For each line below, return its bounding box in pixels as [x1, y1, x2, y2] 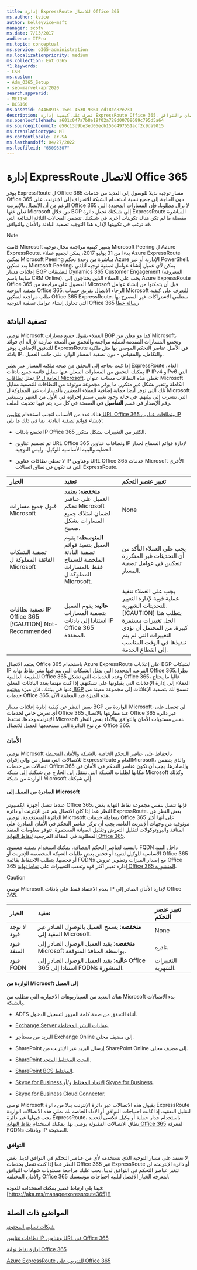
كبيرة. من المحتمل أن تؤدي [122, 624, 188, 632]
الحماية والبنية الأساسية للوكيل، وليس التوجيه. [15, 446, 113, 453]
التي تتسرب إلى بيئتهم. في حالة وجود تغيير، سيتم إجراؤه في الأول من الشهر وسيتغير [6, 393, 188, 400]
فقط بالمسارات [64, 563, 103, 571]
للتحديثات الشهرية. [122, 602, 168, 610]
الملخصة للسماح [64, 555, 105, 563]
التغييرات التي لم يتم [122, 631, 172, 639]
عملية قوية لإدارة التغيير [122, 595, 180, 603]
